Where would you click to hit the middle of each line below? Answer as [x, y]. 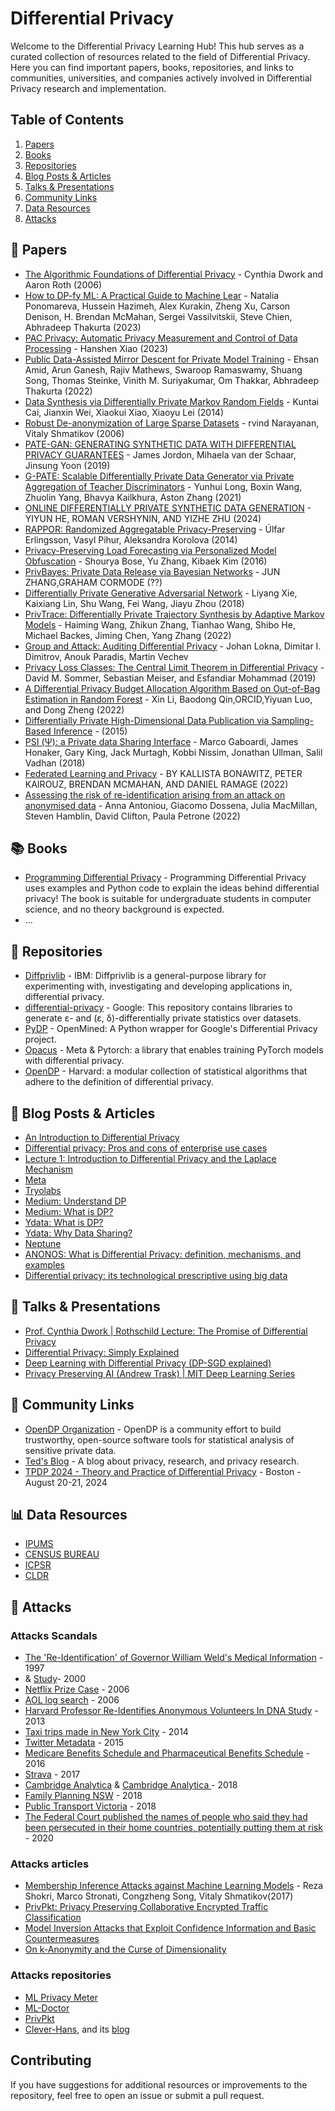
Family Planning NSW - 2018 [83, 1796]
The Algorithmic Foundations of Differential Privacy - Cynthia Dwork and [173, 274]
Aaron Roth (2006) [63, 284]
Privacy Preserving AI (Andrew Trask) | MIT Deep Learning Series [160, 1373]
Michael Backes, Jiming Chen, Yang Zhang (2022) [128, 635]
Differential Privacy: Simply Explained [102, 1352]
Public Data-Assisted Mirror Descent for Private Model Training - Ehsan [172, 359]
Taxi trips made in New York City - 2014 [106, 1732]
